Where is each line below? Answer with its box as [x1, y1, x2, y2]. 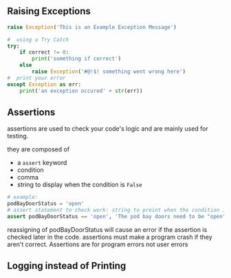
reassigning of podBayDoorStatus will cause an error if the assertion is [7, 225, 208, 233]
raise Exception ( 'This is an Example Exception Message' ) [7, 23, 177, 30]
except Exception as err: [7, 81, 81, 88]
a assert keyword [16, 158, 67, 167]
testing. [7, 132, 29, 140]
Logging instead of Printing [7, 260, 126, 272]
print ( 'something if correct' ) [32, 55, 122, 63]
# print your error [7, 74, 67, 81]
